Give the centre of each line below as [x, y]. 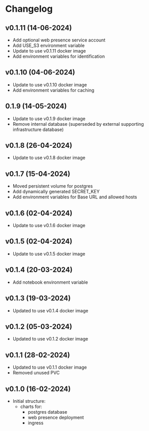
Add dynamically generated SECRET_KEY [56, 192]
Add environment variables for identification [59, 56]
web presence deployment [56, 417]
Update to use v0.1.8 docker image [49, 158]
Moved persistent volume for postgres [53, 186]
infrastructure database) [38, 129]
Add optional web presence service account [59, 40]
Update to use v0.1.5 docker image [49, 254]
